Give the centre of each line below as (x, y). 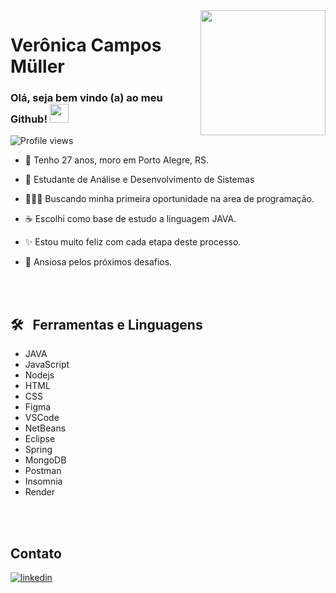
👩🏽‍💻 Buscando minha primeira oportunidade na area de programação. (169, 199)
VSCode (42, 418)
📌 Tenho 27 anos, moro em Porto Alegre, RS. (117, 160)
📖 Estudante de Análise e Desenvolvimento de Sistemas (139, 180)
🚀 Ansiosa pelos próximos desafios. (98, 262)
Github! (29, 119)
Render (40, 492)
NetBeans (45, 428)
